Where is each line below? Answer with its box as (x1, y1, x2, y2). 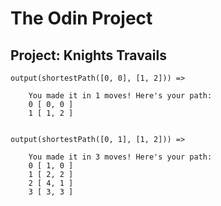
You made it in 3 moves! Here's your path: (28, 152, 213, 162)
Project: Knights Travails (10, 47, 167, 64)
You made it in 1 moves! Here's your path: (28, 91, 213, 101)
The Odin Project (10, 7, 153, 30)
